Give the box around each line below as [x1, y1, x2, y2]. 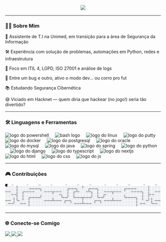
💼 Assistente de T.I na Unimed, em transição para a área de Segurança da [5, 34, 156, 40]
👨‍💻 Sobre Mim [5, 22, 40, 29]
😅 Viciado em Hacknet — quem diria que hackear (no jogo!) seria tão [5, 97, 147, 102]
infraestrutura [5, 56, 33, 62]
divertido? [5, 101, 26, 108]
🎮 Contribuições [5, 170, 47, 177]
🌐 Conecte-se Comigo [5, 220, 60, 227]
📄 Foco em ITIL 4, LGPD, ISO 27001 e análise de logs [5, 65, 112, 71]
